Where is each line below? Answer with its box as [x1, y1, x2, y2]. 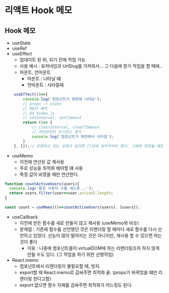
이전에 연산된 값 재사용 [19, 158, 65, 164]
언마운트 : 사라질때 [27, 82, 64, 88]
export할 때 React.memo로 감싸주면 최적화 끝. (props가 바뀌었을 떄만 [19, 269, 157, 275]
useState [12, 40, 31, 46]
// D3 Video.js [23, 110, 55, 116]
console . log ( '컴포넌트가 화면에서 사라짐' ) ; [31, 134, 115, 139]
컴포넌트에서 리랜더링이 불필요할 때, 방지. [19, 263, 101, 269]
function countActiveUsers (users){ [5, 181, 80, 187]
